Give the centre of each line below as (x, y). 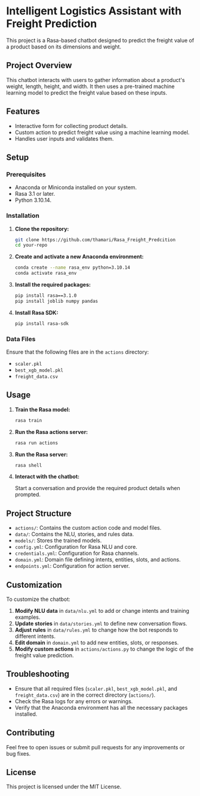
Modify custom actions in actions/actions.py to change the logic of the (104, 649)
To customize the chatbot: (38, 599)
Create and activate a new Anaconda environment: (79, 257)
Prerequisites (26, 174)
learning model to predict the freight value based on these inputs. (87, 92)
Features (23, 112)
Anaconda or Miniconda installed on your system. (76, 187)
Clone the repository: (42, 229)
